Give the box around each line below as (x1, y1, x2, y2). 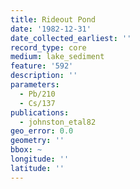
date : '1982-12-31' (10, 24, 92, 34)
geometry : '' (10, 136, 65, 146)
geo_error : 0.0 (10, 126, 74, 136)
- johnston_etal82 (19, 117, 97, 127)
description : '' (10, 71, 78, 81)
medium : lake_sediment (10, 52, 105, 62)
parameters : (10, 80, 60, 90)
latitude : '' (10, 163, 65, 173)
